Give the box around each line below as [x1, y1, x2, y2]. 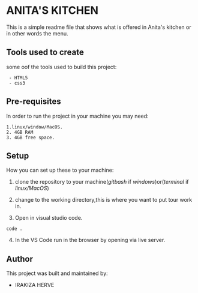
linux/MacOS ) [14, 184, 49, 192]
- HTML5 [8, 74, 28, 81]
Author [6, 253, 33, 264]
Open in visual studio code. [14, 214, 83, 222]
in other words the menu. [6, 29, 68, 37]
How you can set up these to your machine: [6, 166, 114, 174]
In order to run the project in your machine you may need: [6, 112, 149, 119]
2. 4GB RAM [6, 129, 34, 135]
